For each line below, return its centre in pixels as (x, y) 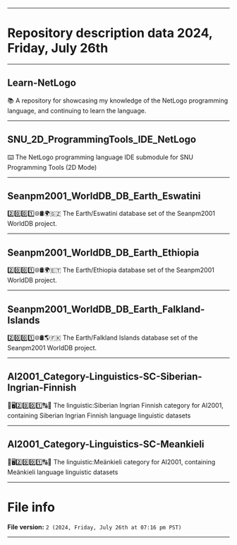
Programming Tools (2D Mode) (52, 167)
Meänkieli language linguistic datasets (63, 472)
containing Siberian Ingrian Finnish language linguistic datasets (99, 415)
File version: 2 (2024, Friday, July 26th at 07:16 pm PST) (95, 527)
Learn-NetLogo (42, 83)
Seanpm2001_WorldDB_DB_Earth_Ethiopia (103, 252)
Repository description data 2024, (110, 33)
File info (31, 507)
